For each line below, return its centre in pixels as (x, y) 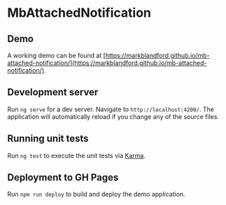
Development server (53, 92)
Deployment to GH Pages (63, 177)
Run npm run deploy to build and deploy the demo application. (96, 195)
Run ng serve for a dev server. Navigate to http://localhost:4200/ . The (111, 109)
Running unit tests (48, 139)
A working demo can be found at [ (57, 55)
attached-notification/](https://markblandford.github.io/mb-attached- (107, 63)
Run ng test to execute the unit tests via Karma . (76, 155)
